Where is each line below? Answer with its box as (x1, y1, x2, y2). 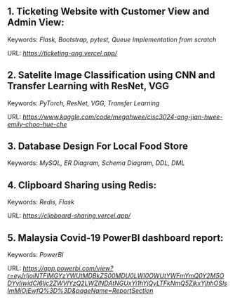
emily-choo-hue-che (7, 119, 67, 129)
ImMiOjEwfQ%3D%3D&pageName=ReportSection (7, 287, 154, 295)
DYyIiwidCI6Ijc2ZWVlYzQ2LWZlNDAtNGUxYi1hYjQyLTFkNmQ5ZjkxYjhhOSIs (7, 279, 228, 287)
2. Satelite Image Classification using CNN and (7, 70, 215, 81)
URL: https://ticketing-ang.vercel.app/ (7, 48, 118, 57)
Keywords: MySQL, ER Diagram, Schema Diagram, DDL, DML (7, 159, 185, 167)
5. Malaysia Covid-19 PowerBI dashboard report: (7, 232, 224, 244)
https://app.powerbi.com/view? (22, 264, 114, 273)
